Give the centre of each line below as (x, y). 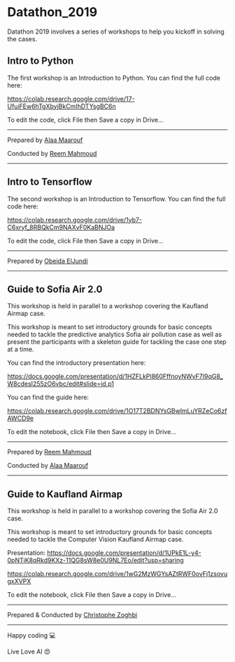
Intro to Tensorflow (50, 182)
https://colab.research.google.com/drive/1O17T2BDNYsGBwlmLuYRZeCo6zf (117, 411)
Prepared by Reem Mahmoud (50, 452)
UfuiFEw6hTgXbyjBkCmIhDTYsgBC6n (62, 106)
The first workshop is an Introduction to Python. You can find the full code (114, 78)
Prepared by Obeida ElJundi (48, 261)
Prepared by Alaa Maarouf (45, 140)
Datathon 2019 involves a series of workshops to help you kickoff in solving (116, 31)
